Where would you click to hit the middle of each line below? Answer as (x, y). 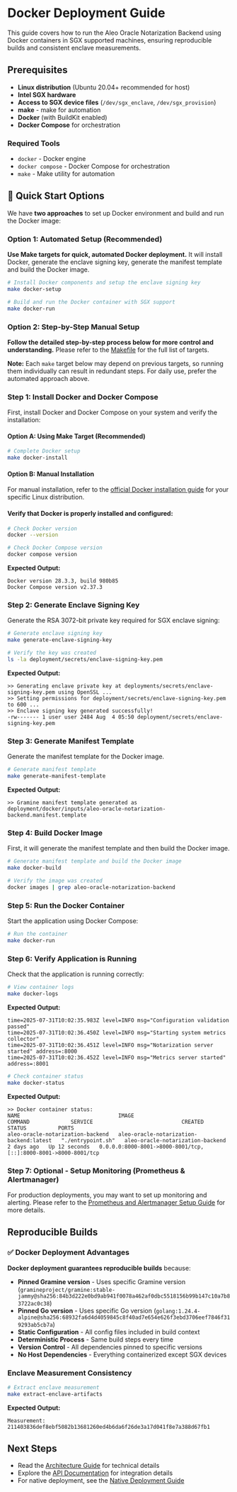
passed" (19, 1027)
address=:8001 (28, 1063)
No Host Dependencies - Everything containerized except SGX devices (122, 1354)
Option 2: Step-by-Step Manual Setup (74, 326)
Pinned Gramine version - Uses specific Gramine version (102, 1281)
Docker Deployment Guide (86, 13)
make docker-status (36, 1083)
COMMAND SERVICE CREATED (105, 1122)
